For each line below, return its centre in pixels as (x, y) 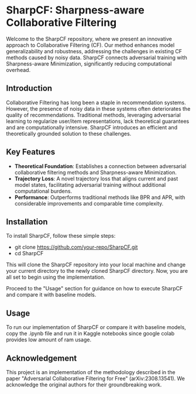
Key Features (31, 152)
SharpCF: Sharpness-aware (75, 10)
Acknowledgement (42, 358)
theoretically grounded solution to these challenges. (69, 133)
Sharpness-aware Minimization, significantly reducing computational (89, 64)
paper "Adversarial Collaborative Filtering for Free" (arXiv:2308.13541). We (96, 378)
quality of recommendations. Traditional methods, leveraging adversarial (94, 115)
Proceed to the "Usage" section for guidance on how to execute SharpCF (94, 289)
